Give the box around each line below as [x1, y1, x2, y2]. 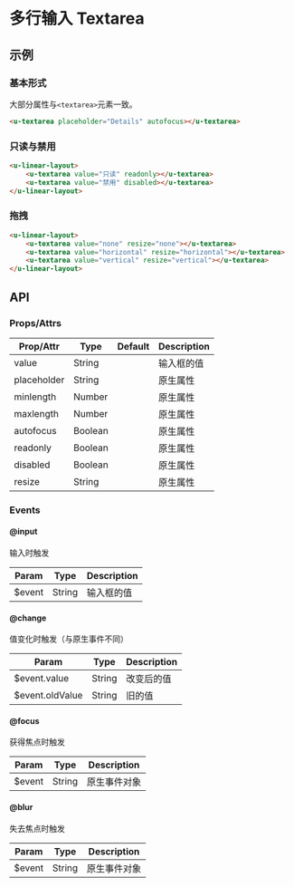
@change [9, 612, 47, 623]
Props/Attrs [9, 316, 62, 329]
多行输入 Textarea [9, 8, 145, 29]
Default [117, 340, 150, 352]
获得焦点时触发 [9, 737, 65, 747]
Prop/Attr [18, 340, 61, 352]
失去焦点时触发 [9, 823, 65, 834]
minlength [14, 390, 57, 403]
